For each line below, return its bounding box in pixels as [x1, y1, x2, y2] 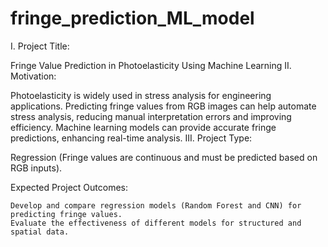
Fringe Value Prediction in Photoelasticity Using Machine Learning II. [10, 59, 292, 71]
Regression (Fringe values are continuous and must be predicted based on [10, 151, 318, 163]
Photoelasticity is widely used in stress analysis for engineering [10, 89, 272, 101]
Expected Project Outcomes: [10, 181, 129, 193]
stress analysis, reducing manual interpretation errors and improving [10, 110, 292, 122]
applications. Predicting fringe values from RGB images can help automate [10, 100, 317, 112]
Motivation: [10, 70, 57, 82]
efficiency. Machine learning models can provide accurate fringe [10, 121, 277, 133]
